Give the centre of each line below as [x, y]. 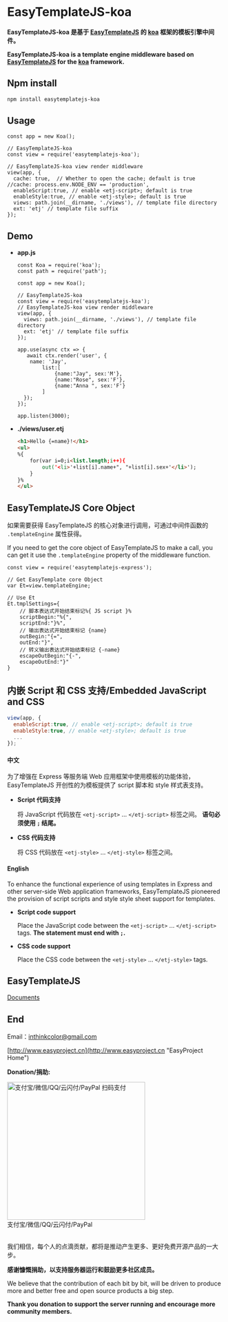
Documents [23, 997]
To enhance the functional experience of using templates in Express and [110, 884]
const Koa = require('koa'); [59, 265]
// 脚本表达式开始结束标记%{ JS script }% [76, 611]
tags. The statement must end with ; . [71, 933]
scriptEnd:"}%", [43, 623]
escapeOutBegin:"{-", [50, 656]
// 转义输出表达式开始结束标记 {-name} [70, 650]
